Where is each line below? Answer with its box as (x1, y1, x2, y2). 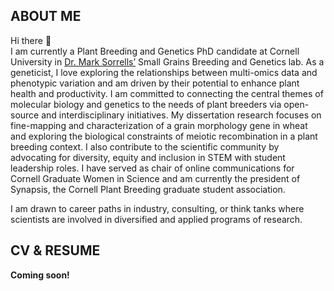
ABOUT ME (10, 8, 82, 25)
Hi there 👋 (10, 34, 52, 46)
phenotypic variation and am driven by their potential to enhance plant (10, 77, 300, 89)
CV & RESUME (10, 242, 101, 259)
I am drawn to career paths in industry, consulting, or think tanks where (10, 202, 305, 214)
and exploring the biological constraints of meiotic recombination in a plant (10, 130, 318, 142)
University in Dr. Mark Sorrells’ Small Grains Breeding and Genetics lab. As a (10, 55, 325, 68)
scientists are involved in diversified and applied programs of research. (10, 213, 303, 225)
